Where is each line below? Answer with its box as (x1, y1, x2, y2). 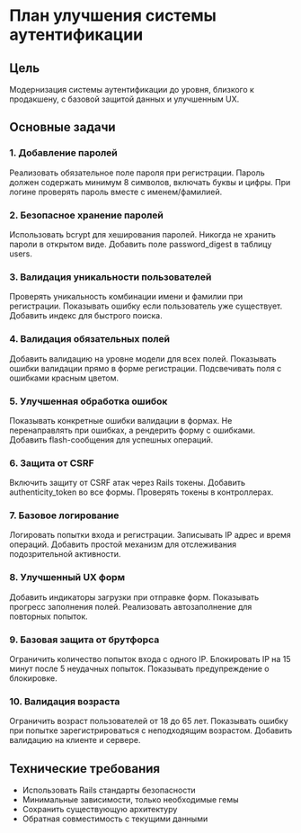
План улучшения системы (9, 5, 217, 26)
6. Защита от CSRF (9, 456, 94, 469)
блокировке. (9, 673, 58, 684)
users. (9, 248, 33, 259)
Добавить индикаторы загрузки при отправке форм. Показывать (9, 591, 260, 603)
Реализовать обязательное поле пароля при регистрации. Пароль (9, 167, 265, 178)
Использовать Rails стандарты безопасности (22, 784, 196, 796)
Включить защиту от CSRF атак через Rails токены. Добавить (9, 478, 245, 488)
